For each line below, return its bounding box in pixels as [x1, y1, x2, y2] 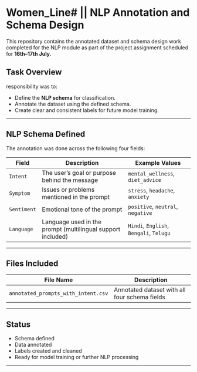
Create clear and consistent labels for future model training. [14, 106, 159, 114]
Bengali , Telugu [128, 229, 171, 237]
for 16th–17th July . [6, 50, 52, 57]
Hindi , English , [128, 221, 169, 229]
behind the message [42, 176, 98, 184]
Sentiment [9, 206, 36, 212]
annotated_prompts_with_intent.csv [9, 290, 108, 297]
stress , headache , [128, 186, 175, 194]
